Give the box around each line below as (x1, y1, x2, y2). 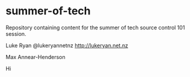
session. (5, 30, 26, 37)
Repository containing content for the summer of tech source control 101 (5, 24, 185, 31)
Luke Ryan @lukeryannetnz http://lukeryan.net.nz (5, 42, 129, 49)
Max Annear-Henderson (5, 53, 66, 60)
